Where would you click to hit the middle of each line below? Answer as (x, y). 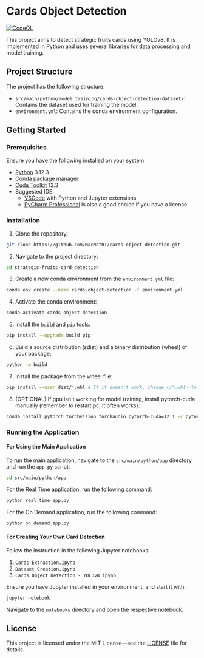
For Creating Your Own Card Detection (56, 537)
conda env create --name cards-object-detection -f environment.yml (95, 290)
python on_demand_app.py (38, 523)
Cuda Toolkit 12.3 (37, 185)
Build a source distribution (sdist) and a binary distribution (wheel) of (101, 347)
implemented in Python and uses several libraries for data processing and (98, 46)
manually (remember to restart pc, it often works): (77, 405)
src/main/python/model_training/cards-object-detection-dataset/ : (100, 98)
